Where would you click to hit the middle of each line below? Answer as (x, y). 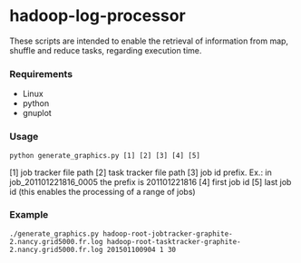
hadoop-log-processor (97, 16)
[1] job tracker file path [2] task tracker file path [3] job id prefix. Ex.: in (141, 172)
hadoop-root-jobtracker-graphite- (168, 234)
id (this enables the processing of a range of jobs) (103, 191)
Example (29, 215)
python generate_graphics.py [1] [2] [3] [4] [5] (105, 155)
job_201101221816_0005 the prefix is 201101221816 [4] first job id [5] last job (150, 181)
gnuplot (37, 113)
